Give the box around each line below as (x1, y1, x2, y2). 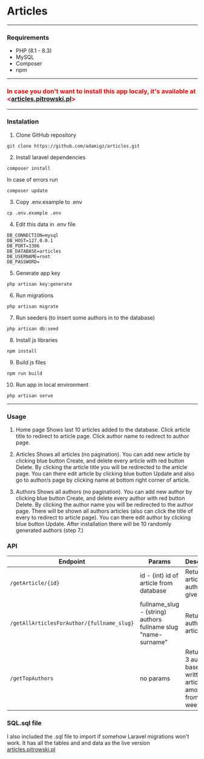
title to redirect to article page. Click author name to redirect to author (15, 433, 189, 440)
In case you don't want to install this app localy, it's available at (7, 87, 196, 96)
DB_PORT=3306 (7, 243, 40, 249)
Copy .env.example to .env (15, 198, 82, 205)
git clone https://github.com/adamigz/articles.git (7, 143, 140, 149)
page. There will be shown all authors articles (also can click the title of (15, 507, 193, 515)
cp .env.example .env (7, 210, 62, 216)
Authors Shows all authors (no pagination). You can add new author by (15, 488, 192, 496)
